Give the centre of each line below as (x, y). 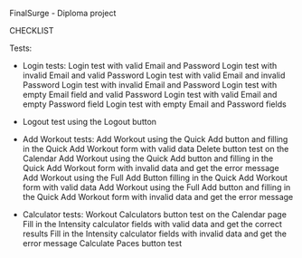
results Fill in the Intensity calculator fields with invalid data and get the (155, 234)
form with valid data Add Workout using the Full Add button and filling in (156, 187)
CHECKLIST (32, 30)
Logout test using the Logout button (89, 122)
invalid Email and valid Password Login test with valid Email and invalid (154, 75)
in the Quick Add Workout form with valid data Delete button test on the (156, 149)
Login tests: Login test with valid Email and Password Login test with (150, 66)
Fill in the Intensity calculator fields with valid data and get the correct (152, 224)
